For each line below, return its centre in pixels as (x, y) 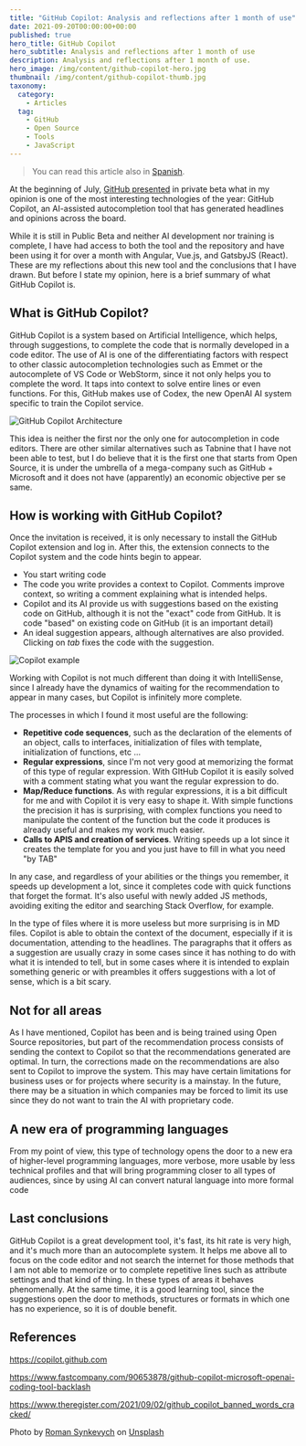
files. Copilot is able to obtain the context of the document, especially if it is (151, 934)
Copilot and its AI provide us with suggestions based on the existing (150, 604)
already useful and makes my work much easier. (114, 830)
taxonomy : (28, 86)
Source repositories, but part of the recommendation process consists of (147, 1042)
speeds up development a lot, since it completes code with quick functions (150, 886)
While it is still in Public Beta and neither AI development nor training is (142, 236)
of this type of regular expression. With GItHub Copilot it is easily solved (158, 772)
